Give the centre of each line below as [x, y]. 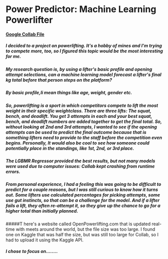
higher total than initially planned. [42, 211]
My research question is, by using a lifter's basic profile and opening [79, 69]
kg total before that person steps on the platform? [59, 80]
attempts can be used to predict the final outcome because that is [76, 132]
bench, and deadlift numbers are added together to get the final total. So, [84, 121]
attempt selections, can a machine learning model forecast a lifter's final [84, 75]
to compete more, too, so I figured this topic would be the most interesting [85, 51]
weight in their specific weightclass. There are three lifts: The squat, [79, 111]
